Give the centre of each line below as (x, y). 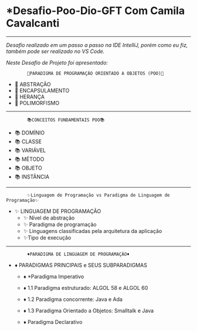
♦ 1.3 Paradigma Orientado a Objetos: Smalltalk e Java (89, 310)
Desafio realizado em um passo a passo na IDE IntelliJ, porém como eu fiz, (97, 45)
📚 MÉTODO (29, 159)
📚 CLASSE (28, 141)
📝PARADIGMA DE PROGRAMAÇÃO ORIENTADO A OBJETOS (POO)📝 (96, 73)
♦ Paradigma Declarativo (53, 322)
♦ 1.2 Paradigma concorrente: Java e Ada (73, 299)
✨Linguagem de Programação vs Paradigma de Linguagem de (98, 195)
